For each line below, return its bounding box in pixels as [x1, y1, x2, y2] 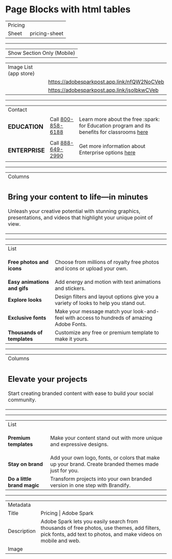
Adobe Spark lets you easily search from [40, 517, 138, 525]
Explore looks [8, 296, 42, 303]
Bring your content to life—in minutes [8, 192, 148, 202]
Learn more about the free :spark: [79, 115, 160, 122]
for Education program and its [79, 122, 151, 129]
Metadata [8, 501, 31, 508]
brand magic [8, 482, 39, 489]
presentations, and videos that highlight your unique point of [8, 214, 153, 221]
